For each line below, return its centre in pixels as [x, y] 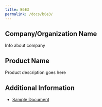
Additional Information [40, 88]
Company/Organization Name [51, 34]
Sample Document [31, 99]
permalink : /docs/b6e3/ [29, 14]
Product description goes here [35, 72]
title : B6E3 [17, 9]
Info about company [25, 45]
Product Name [27, 61]
